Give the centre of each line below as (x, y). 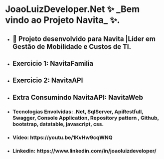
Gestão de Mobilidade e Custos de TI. (72, 47)
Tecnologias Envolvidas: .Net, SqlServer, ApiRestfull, (78, 112)
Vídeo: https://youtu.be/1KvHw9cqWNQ (63, 137)
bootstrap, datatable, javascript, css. (58, 124)
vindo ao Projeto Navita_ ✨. (63, 20)
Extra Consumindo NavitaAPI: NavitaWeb (78, 97)
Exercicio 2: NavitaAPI (48, 80)
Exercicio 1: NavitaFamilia (53, 63)
